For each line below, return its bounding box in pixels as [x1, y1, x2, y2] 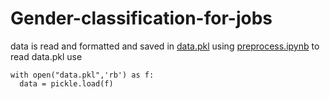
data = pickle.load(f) [19, 78, 114, 89]
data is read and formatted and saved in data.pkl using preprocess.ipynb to [10, 40, 320, 52]
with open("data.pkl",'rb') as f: [10, 70, 155, 80]
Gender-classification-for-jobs [10, 7, 273, 30]
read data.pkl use [10, 50, 83, 62]
